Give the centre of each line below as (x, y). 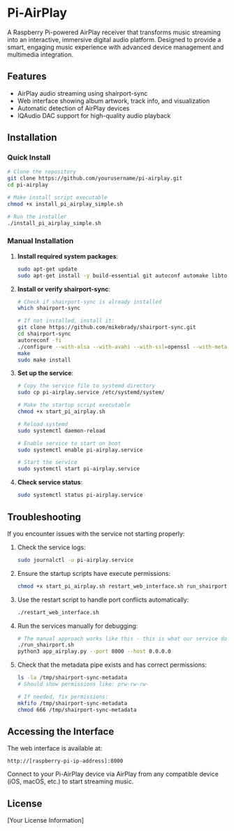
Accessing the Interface (61, 731)
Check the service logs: (51, 547)
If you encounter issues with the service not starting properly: (96, 533)
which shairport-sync (49, 308)
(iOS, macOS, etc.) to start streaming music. (71, 781)
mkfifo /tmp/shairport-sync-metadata (72, 703)
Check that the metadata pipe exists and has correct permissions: (112, 665)
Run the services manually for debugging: (78, 626)
